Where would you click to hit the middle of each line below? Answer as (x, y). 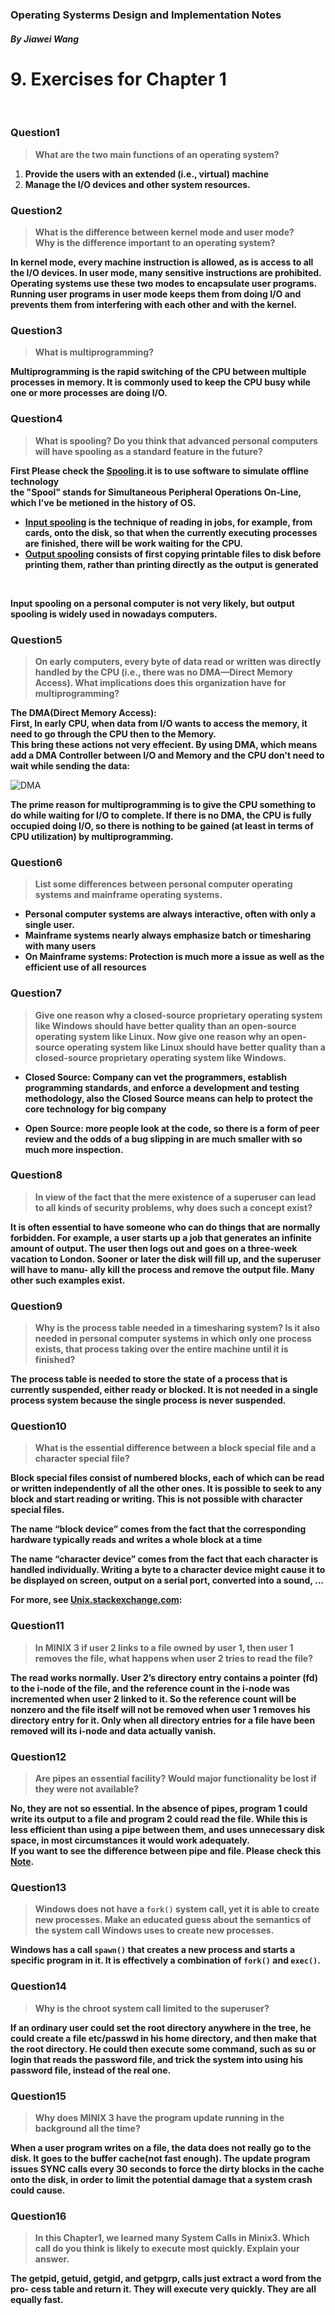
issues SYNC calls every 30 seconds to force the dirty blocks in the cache (167, 2169)
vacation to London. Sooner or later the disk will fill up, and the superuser (166, 1259)
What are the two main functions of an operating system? (157, 154)
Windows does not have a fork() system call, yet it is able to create (177, 1909)
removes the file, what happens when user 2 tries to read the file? (174, 1658)
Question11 (37, 1626)
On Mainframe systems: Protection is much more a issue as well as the (174, 957)
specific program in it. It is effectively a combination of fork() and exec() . (165, 1960)
